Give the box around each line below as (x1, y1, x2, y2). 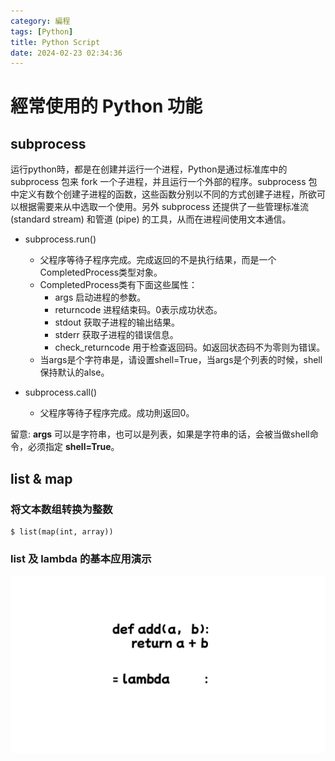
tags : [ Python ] (10, 26, 74, 37)
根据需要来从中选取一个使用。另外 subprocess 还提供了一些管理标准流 (18, 201, 310, 213)
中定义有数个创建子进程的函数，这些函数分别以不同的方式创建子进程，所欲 (10, 188, 317, 200)
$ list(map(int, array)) (10, 526, 114, 537)
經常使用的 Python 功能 (10, 95, 203, 118)
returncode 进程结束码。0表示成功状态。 (54, 304, 223, 316)
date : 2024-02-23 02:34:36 (10, 48, 123, 58)
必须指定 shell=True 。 (27, 441, 120, 453)
